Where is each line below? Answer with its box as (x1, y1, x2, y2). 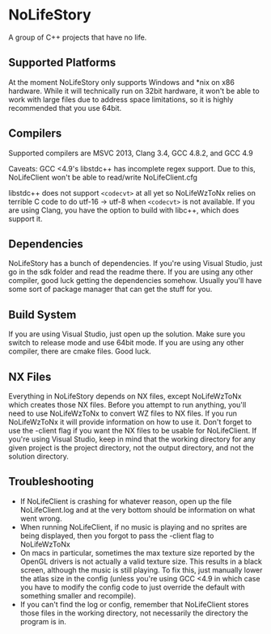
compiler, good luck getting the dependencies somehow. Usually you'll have (8, 276, 262, 285)
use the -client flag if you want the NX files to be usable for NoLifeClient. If (8, 426, 257, 435)
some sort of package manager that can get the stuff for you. (8, 285, 213, 294)
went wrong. (19, 514, 62, 523)
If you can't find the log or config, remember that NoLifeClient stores (19, 599, 249, 609)
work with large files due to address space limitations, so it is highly (8, 95, 234, 104)
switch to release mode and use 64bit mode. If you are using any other (8, 338, 244, 348)
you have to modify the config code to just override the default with (19, 582, 245, 592)
